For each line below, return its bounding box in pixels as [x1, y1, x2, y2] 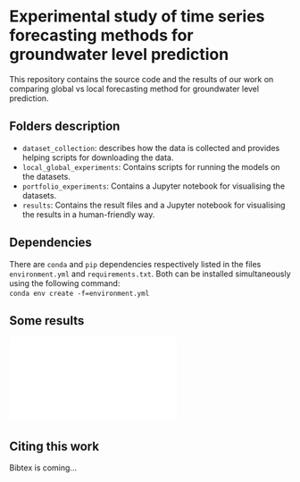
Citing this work [9, 438, 100, 453]
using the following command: [9, 277, 121, 288]
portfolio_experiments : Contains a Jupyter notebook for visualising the [21, 181, 286, 191]
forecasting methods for [9, 25, 194, 46]
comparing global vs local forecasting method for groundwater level [9, 83, 260, 94]
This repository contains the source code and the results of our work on [9, 73, 274, 84]
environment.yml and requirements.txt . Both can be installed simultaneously [9, 268, 291, 279]
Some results [9, 313, 85, 328]
